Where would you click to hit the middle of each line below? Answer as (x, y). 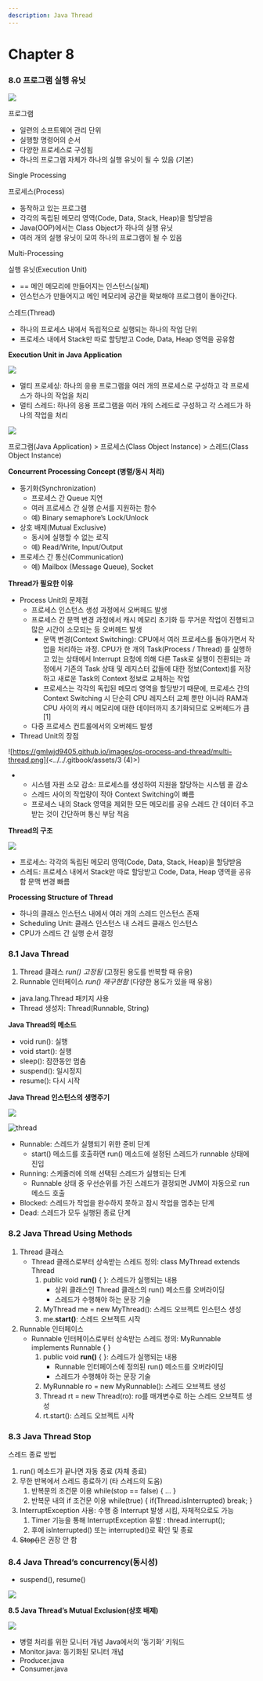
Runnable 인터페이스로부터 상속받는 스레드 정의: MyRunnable (126, 1338)
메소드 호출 (48, 1193)
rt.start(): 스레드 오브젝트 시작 (88, 1415)
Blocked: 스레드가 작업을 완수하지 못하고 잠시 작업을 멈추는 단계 (117, 1203)
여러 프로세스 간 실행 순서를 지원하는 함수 (94, 508)
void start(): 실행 (45, 1052)
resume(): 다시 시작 (50, 1081)
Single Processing (37, 175)
